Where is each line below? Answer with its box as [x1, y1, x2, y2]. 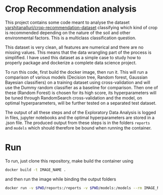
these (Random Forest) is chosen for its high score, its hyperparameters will [5, 90, 157, 96]
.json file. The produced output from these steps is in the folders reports [5, 120, 150, 126]
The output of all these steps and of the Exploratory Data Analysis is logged [5, 109, 156, 115]
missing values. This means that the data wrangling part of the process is [5, 49, 152, 55]
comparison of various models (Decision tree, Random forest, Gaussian [5, 74, 148, 80]
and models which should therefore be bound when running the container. [5, 125, 152, 130]
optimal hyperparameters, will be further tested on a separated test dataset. [5, 100, 157, 106]
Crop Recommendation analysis [5, 3, 137, 15]
